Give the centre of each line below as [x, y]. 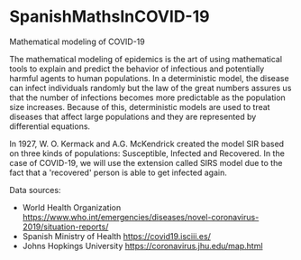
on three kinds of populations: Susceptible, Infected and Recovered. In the [147, 153]
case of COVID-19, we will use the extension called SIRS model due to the [146, 162]
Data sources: [35, 190]
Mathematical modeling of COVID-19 [78, 42]
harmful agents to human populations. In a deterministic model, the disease [150, 78]
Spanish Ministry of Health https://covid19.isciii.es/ [117, 236]
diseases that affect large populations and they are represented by [133, 116]
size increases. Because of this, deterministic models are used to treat [140, 107]
